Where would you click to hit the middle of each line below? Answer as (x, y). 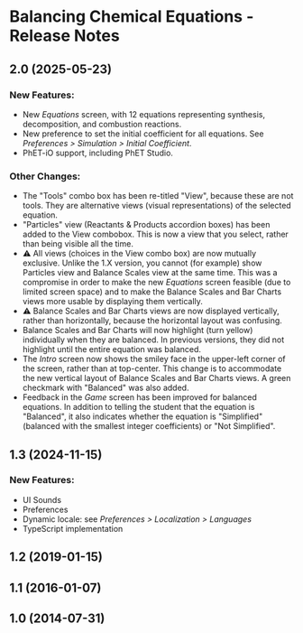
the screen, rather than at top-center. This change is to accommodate (152, 368)
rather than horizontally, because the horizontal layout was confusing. (152, 321)
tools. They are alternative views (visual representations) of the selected (156, 206)
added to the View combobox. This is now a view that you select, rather (155, 234)
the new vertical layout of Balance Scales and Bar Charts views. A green (156, 378)
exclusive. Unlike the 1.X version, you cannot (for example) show (142, 263)
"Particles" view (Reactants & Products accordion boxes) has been (146, 225)
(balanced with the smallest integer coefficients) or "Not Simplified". (149, 426)
